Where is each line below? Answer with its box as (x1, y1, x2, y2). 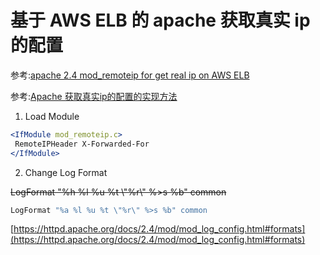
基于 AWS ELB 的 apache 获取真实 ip (10, 9, 311, 32)
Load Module (24, 110, 80, 122)
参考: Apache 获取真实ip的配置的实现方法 (10, 90, 178, 102)
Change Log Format (24, 166, 108, 178)
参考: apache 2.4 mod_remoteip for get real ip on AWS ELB (10, 69, 250, 81)
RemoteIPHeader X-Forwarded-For (14, 139, 150, 149)
